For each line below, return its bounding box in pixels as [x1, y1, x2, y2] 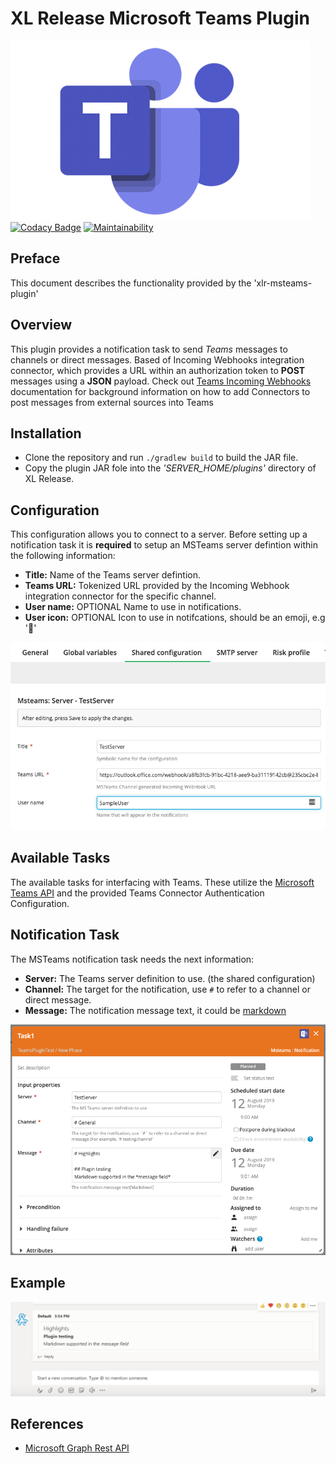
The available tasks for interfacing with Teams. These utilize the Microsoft [10, 876, 315, 888]
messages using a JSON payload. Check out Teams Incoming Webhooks [10, 375, 312, 387]
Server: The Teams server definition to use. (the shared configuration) [24, 972, 316, 984]
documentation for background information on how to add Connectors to [10, 385, 311, 397]
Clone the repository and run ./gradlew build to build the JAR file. [24, 452, 299, 464]
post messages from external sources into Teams [10, 396, 214, 408]
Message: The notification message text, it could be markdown [24, 1004, 287, 1016]
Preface [10, 250, 61, 267]
